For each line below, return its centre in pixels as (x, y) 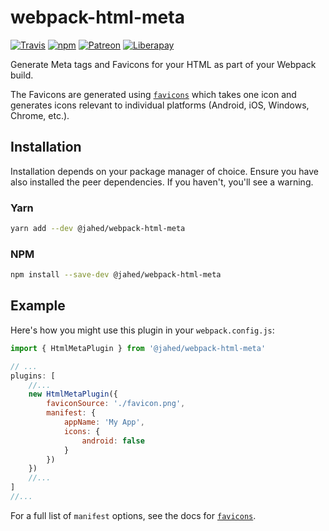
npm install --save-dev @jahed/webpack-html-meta (116, 275)
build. (22, 75)
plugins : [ (33, 376)
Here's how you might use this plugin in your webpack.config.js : (142, 330)
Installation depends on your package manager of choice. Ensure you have (164, 171)
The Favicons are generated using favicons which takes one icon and (153, 94)
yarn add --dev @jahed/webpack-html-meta (98, 229)
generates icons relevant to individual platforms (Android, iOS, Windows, (160, 105)
